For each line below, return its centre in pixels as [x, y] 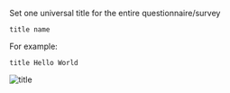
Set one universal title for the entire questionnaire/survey [115, 13]
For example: [34, 46]
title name [30, 30]
